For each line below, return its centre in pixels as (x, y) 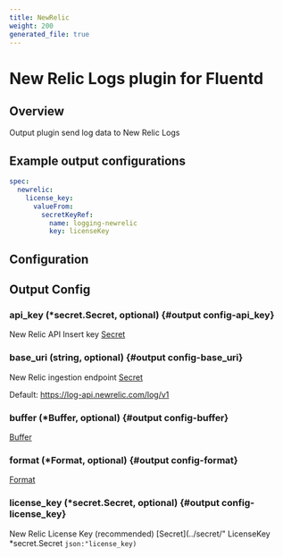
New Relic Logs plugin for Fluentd (137, 78)
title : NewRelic (39, 17)
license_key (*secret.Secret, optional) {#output (115, 503)
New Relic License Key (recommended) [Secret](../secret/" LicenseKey (140, 534)
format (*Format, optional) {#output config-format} (124, 460)
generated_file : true (50, 34)
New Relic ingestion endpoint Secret (76, 377)
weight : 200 (31, 26)
